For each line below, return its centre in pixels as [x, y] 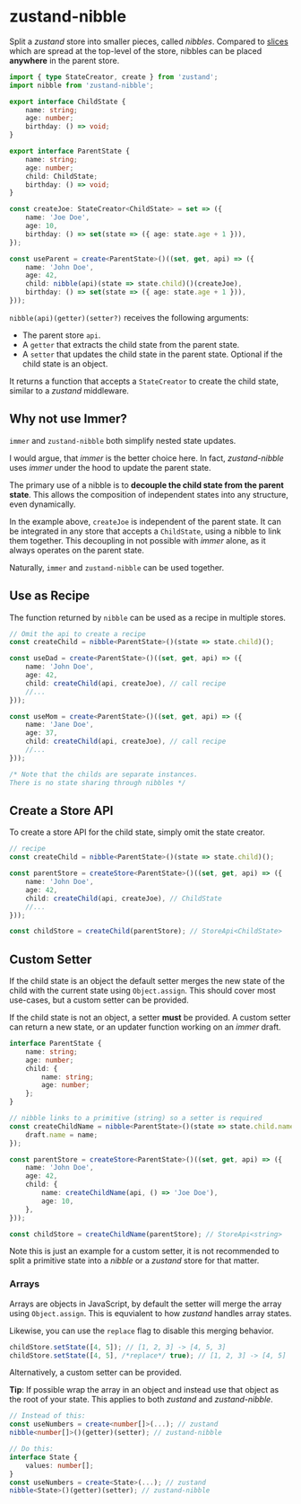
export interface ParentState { [69, 151]
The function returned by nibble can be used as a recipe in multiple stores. [148, 617]
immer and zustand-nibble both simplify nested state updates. [123, 440]
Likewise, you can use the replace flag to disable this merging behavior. [142, 1331]
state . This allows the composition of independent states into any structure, [149, 494]
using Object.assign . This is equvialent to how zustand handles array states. [150, 1313]
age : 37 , [42, 733]
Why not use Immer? [69, 419]
